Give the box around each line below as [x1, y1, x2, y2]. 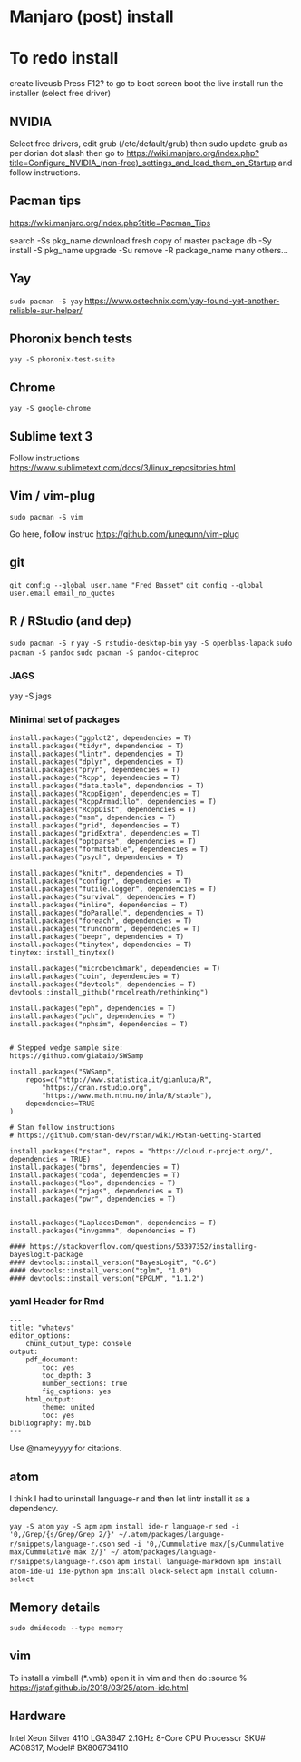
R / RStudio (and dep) [9, 613, 132, 629]
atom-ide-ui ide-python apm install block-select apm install [9, 1567, 246, 1577]
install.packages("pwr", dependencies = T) [9, 1194, 177, 1204]
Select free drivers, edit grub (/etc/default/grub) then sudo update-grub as [9, 138, 288, 149]
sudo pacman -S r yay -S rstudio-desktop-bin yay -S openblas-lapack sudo [9, 638, 293, 648]
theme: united [42, 1403, 95, 1412]
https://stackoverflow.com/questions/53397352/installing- [29, 1242, 257, 1252]
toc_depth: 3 [42, 1371, 92, 1381]
